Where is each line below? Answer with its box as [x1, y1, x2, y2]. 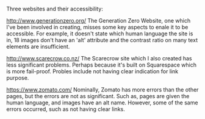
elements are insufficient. [6, 43, 70, 50]
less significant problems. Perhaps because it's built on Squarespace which [6, 61, 197, 68]
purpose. [6, 74, 29, 81]
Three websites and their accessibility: [6, 5, 104, 12]
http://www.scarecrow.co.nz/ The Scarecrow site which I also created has [6, 55, 192, 62]
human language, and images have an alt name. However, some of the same [6, 99, 198, 106]
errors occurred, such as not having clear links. [6, 106, 125, 112]
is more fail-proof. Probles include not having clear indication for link [6, 68, 179, 75]
